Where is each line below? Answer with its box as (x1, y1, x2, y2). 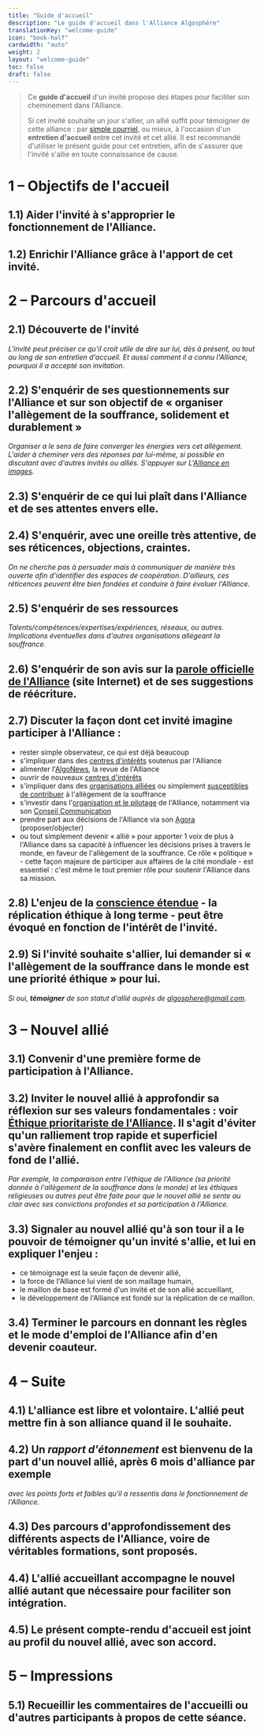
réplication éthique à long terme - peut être (8, 909, 224, 922)
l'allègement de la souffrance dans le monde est (8, 960, 250, 973)
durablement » (8, 420, 83, 434)
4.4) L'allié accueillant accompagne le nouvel (8, 1572, 235, 1585)
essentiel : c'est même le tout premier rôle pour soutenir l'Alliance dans (19, 864, 251, 874)
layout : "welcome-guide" (8, 56, 90, 64)
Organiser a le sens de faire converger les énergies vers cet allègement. (8, 442, 243, 451)
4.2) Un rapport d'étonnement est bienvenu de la (8, 1443, 254, 1456)
